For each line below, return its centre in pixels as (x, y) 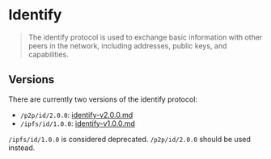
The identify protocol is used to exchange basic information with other (145, 37)
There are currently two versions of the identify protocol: (103, 99)
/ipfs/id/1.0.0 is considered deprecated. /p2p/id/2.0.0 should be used (129, 139)
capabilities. (48, 54)
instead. (22, 148)
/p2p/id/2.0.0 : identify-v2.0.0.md (76, 115)
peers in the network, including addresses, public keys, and (127, 45)
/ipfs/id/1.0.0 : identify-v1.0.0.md (78, 123)
